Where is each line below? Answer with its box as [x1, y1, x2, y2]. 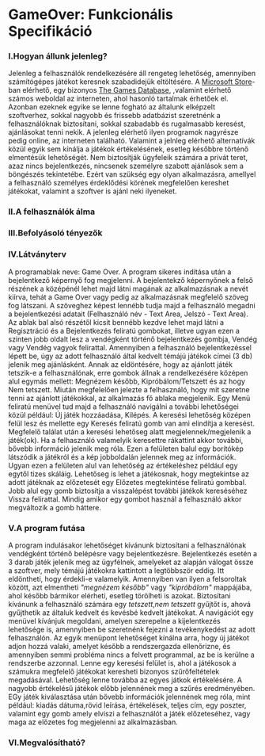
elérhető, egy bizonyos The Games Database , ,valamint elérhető [22, 86, 232, 95]
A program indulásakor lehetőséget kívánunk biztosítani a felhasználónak [8, 540, 247, 550]
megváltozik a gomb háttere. [8, 502, 101, 512]
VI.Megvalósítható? [8, 737, 85, 748]
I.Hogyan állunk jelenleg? [8, 51, 108, 62]
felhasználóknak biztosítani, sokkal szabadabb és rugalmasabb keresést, [8, 119, 246, 128]
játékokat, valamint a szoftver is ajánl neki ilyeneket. [8, 186, 177, 196]
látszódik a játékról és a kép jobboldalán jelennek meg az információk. [8, 452, 237, 461]
